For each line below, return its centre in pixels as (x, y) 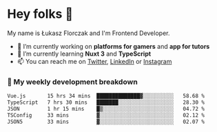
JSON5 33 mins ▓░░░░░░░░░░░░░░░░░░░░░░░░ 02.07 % (106, 122)
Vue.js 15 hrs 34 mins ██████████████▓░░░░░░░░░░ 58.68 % (106, 96)
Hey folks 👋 (40, 14)
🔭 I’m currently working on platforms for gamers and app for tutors (113, 46)
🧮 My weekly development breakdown (72, 82)
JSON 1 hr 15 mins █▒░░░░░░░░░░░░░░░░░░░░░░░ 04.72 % (106, 109)
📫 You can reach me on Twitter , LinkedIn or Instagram (94, 61)
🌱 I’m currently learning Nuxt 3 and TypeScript (84, 54)
